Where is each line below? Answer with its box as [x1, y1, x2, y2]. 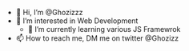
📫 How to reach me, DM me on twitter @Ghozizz [15, 33, 179, 43]
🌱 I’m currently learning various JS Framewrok [27, 25, 181, 33]
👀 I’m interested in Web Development [15, 16, 139, 25]
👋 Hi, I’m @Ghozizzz [15, 8, 83, 17]
